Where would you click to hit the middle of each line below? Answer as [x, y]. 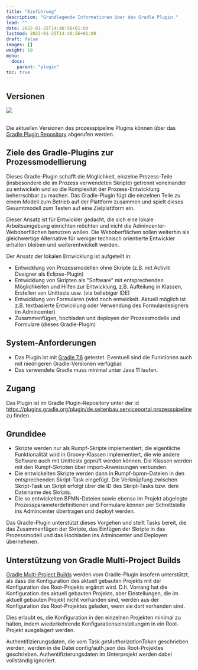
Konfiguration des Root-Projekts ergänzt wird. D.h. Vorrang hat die [87, 587]
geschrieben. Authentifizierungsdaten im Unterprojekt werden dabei [89, 654]
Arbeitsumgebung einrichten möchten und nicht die [69, 225]
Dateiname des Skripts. [43, 492]
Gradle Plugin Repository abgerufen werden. [60, 135]
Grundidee [26, 434]
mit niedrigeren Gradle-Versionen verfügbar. [69, 363]
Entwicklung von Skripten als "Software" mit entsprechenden [89, 280]
